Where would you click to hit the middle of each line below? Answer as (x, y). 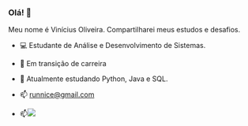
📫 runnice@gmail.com (57, 94)
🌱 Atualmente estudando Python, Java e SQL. (94, 79)
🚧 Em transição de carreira (63, 64)
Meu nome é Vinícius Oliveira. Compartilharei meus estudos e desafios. (124, 30)
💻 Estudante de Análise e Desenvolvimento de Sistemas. (113, 46)
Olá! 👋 (20, 13)
